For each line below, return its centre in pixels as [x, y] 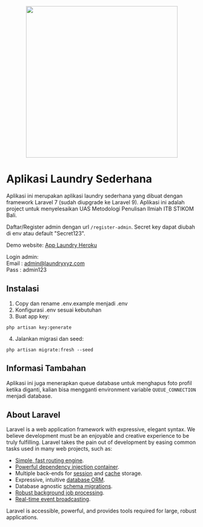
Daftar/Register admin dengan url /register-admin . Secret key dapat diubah [101, 227]
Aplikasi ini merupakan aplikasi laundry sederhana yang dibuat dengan [95, 196]
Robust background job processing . [60, 493]
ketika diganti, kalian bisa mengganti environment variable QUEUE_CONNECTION [101, 389]
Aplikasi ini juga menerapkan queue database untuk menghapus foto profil [99, 383]
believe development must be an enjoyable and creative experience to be [98, 436]
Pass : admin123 [27, 269]
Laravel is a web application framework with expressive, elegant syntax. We [101, 429]
